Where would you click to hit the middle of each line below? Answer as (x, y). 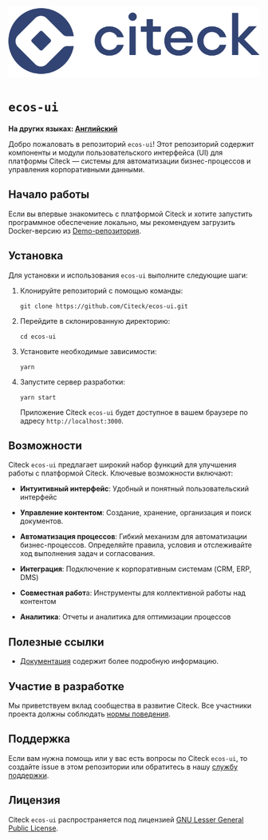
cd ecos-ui (38, 337)
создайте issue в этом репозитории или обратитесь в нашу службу (123, 767)
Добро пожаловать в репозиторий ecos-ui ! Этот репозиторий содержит (131, 144)
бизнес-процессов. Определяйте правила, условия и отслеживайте (136, 545)
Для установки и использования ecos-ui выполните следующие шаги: (128, 275)
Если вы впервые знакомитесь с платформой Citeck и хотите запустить (130, 214)
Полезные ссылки (56, 642)
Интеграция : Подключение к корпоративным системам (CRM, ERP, (136, 569)
